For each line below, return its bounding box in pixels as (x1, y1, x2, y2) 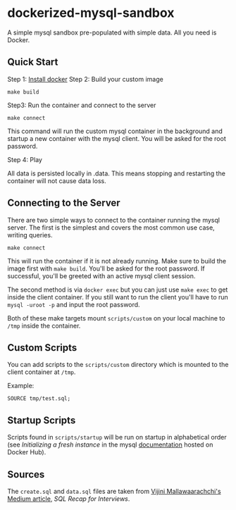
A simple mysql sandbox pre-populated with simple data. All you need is (7, 28, 217, 37)
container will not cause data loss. (7, 176, 107, 185)
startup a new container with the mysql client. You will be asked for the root (7, 134, 227, 142)
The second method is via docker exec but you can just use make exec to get (7, 285, 228, 294)
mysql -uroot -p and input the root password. (7, 300, 140, 309)
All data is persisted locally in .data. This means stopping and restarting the (7, 169, 225, 178)
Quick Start (7, 56, 58, 68)
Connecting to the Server (7, 197, 121, 209)
